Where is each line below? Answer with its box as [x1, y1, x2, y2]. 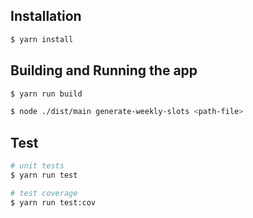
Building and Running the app [10, 62, 198, 79]
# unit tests [10, 161, 65, 171]
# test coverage [10, 188, 78, 198]
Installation [10, 8, 82, 25]
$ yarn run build [10, 89, 83, 99]
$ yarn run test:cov [10, 197, 97, 208]
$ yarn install [10, 34, 74, 44]
